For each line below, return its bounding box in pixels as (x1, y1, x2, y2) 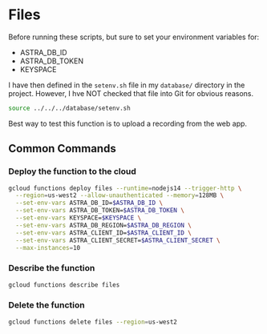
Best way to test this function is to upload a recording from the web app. (8, 119, 247, 128)
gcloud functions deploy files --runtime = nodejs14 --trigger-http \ (8, 184, 242, 192)
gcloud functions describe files (8, 280, 120, 289)
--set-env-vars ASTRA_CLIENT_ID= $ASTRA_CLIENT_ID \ (15, 228, 192, 237)
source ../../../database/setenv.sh (8, 104, 131, 112)
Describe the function (8, 263, 95, 274)
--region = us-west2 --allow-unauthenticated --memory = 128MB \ (15, 191, 225, 199)
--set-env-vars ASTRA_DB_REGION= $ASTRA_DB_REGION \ (15, 221, 192, 229)
